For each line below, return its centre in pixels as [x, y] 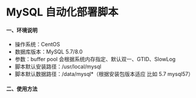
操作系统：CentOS [37, 45]
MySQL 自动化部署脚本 [62, 12]
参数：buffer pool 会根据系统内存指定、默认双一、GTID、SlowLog [95, 59]
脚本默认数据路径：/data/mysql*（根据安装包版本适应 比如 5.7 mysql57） [104, 74]
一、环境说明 [22, 30]
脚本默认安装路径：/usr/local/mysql [58, 67]
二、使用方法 [22, 88]
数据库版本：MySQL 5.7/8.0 [49, 52]
